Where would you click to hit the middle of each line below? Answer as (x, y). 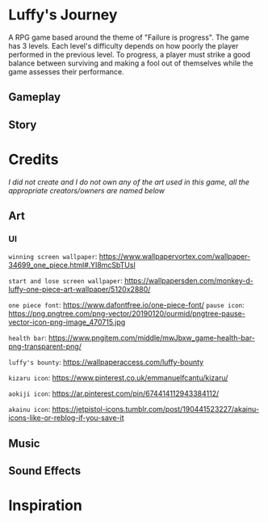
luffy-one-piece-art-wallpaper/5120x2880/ (80, 290)
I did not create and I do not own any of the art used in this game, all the (129, 182)
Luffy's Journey (63, 15)
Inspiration (45, 505)
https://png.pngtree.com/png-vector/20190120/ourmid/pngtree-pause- (127, 314)
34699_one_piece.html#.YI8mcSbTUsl (72, 265)
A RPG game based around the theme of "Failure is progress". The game (129, 37)
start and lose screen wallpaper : (65, 281)
